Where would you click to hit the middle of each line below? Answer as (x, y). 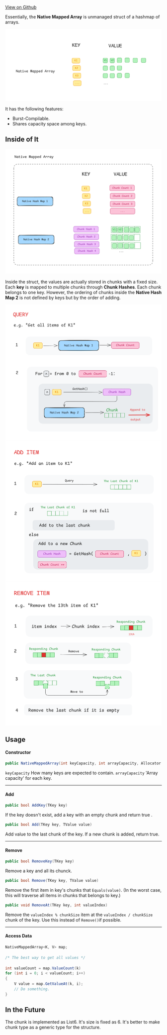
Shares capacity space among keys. (49, 123)
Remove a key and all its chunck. (39, 871)
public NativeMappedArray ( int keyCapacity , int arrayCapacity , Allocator (83, 763)
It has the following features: (34, 108)
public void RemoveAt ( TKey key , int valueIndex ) (56, 905)
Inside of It (22, 140)
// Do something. (32, 989)
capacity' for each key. (29, 778)
